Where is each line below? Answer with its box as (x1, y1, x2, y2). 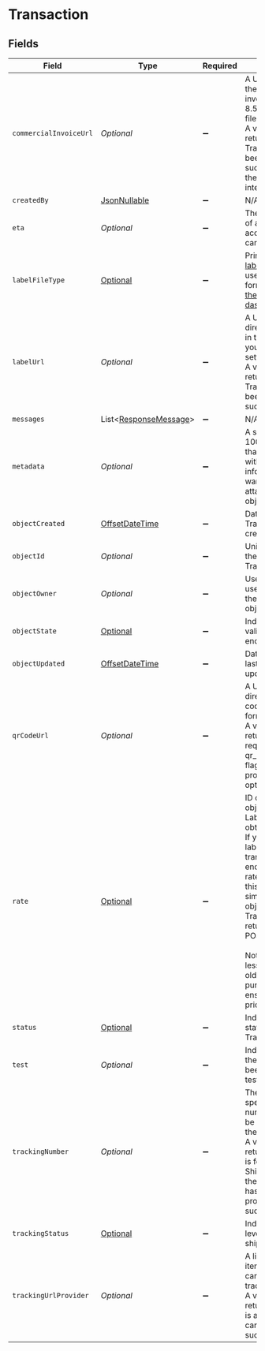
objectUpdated (12, 659, 65, 668)
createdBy (12, 196, 49, 204)
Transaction (8, 6, 89, 24)
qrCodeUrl (12, 731, 49, 740)
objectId (12, 552, 45, 561)
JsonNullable (100, 195, 150, 206)
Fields (8, 37, 39, 50)
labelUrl (12, 357, 45, 366)
